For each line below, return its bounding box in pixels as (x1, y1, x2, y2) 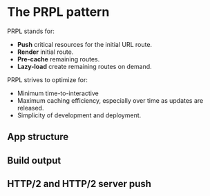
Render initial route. (17, 48, 74, 56)
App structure (7, 131, 69, 143)
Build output (7, 155, 61, 166)
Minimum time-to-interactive (17, 89, 99, 97)
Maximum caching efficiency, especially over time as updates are (17, 96, 204, 104)
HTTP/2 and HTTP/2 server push (7, 178, 152, 190)
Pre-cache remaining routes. (17, 55, 100, 63)
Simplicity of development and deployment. (17, 111, 142, 119)
